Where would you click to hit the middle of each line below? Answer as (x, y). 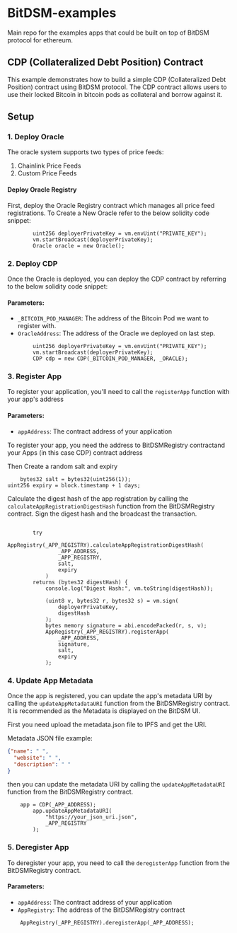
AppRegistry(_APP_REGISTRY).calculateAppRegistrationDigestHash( (105, 545)
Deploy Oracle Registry (42, 190)
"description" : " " (42, 764)
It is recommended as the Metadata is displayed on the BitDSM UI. (104, 711)
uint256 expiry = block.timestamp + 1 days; (74, 485)
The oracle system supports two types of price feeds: (86, 152)
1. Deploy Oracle (36, 137)
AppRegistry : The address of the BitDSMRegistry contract (101, 910)
